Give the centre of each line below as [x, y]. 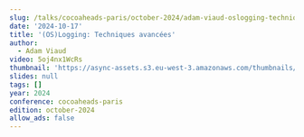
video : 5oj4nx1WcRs [46, 59]
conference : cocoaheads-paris [66, 101]
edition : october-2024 [52, 110]
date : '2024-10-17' [46, 26]
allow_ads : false [42, 118]
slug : [19, 18]
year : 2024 [30, 93]
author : [24, 43]
